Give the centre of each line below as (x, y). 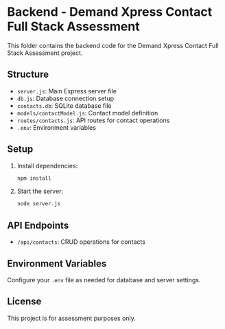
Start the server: (40, 191)
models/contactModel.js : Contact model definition (87, 113)
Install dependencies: (47, 166)
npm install (34, 178)
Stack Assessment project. (45, 53)
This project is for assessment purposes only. (71, 318)
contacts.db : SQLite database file (64, 105)
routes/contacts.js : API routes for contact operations (93, 120)
